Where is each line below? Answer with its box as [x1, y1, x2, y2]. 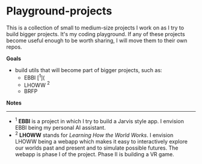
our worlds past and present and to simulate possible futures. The [14, 144, 179, 151]
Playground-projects [6, 4, 112, 18]
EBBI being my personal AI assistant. [14, 124, 106, 131]
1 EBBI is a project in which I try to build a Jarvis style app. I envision [14, 117, 185, 124]
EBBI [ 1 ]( [23, 73, 45, 81]
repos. [6, 43, 22, 50]
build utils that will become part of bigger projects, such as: [14, 66, 162, 73]
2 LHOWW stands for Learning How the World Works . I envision [14, 130, 174, 139]
